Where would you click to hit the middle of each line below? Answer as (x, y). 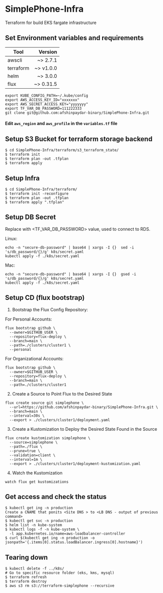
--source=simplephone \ (33, 442)
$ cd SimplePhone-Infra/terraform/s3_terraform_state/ (62, 150)
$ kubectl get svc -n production (39, 521)
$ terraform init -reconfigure (37, 194)
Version (48, 51)
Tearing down (26, 557)
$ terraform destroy (26, 582)
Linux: (11, 238)
